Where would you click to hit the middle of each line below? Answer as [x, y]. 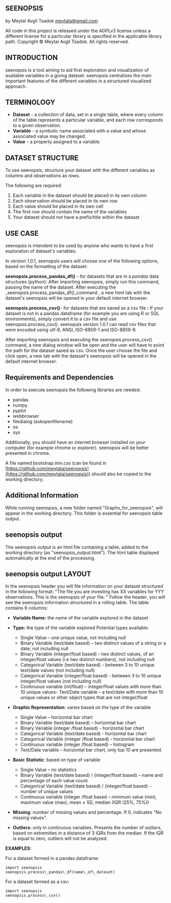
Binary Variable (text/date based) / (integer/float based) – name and [92, 775]
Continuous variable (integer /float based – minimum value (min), [89, 797]
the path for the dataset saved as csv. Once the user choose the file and [81, 350]
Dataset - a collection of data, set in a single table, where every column [88, 115]
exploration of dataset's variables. [41, 251]
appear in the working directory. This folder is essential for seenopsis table [84, 513]
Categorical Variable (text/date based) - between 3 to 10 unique [87, 665]
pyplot [19, 410]
